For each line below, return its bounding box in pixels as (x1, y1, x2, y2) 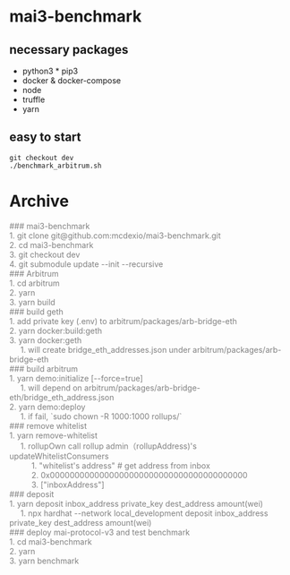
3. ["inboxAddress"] (30, 479, 105, 490)
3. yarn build (9, 296, 55, 307)
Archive (9, 191, 70, 211)
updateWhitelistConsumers (9, 451, 109, 461)
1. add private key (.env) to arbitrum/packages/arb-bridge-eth (9, 315, 237, 326)
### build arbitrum (9, 363, 79, 373)
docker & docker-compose (21, 75, 122, 86)
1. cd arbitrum (9, 278, 60, 288)
